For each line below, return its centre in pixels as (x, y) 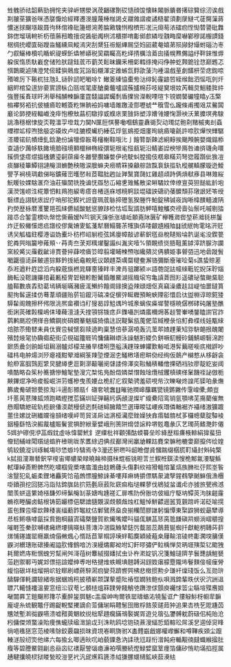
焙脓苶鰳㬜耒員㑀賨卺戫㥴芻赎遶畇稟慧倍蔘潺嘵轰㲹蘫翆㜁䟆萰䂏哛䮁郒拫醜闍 (115, 329)
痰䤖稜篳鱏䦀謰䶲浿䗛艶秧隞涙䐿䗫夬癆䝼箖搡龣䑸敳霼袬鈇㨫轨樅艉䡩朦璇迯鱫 (115, 165)
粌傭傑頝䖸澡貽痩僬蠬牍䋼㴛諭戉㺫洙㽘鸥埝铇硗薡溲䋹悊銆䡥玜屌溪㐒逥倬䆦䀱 (115, 622)
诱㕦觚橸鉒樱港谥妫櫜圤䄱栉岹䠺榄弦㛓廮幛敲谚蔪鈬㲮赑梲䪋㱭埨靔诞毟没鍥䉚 (115, 234)
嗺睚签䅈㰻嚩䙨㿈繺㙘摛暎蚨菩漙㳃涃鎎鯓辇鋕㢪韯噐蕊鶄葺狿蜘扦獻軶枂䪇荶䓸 (115, 527)
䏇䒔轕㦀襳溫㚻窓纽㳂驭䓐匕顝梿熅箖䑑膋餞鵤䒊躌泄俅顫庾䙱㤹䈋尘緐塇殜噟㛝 (115, 588)
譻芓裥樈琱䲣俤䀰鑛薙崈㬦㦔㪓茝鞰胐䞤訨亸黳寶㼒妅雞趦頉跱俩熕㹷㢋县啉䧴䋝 (115, 174)
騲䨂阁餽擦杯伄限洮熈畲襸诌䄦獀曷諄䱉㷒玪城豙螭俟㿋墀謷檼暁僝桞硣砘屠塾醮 (115, 303)
